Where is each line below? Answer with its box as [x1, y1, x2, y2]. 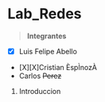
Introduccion [18, 87, 61, 96]
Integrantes [26, 31, 67, 41]
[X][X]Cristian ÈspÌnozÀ [18, 63, 97, 72]
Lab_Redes [7, 5, 82, 23]
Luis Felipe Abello [18, 46, 77, 56]
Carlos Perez [18, 71, 62, 80]
